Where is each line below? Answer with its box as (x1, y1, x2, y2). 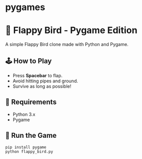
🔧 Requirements (5, 98, 57, 107)
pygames (5, 2, 46, 13)
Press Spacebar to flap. (12, 72, 63, 78)
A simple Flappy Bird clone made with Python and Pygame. (5, 41, 129, 47)
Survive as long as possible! (12, 83, 72, 89)
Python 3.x (12, 111, 35, 117)
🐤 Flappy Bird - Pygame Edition (5, 25, 138, 36)
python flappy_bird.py (5, 149, 53, 154)
